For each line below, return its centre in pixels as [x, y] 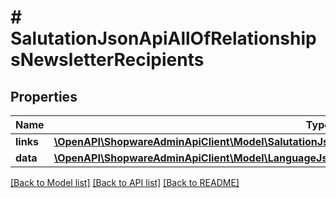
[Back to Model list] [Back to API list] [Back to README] [125, 182]
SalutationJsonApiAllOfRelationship [163, 38]
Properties [44, 96]
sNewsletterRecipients [107, 60]
